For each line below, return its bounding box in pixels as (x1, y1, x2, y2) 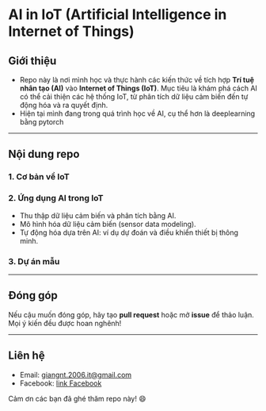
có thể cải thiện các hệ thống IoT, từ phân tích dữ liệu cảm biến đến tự (19, 92, 249, 101)
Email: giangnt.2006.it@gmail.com (19, 370, 132, 379)
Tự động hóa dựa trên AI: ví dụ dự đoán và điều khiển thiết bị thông (19, 228, 239, 237)
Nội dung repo (8, 148, 80, 161)
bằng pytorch (19, 117, 64, 126)
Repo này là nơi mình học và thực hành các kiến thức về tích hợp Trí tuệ (19, 75, 255, 84)
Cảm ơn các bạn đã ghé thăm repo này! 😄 (8, 394, 146, 403)
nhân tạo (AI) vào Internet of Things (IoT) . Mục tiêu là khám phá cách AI (19, 83, 257, 93)
